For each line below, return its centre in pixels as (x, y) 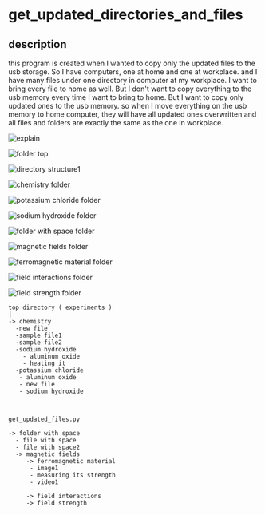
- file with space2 (48, 447)
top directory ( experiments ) (60, 307)
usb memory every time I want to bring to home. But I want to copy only (126, 97)
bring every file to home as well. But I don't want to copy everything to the (130, 89)
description (38, 44)
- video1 (44, 482)
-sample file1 (39, 335)
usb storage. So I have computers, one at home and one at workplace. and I (133, 72)
